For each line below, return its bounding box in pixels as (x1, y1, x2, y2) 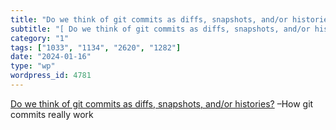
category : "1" (10, 33, 70, 43)
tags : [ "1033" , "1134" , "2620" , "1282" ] (10, 42, 182, 53)
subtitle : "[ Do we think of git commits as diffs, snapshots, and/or (10, 24, 311, 34)
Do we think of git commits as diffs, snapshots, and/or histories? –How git (10, 97, 314, 110)
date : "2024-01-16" (10, 52, 92, 62)
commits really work (10, 108, 94, 120)
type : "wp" (10, 61, 56, 71)
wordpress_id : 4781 (10, 71, 92, 81)
